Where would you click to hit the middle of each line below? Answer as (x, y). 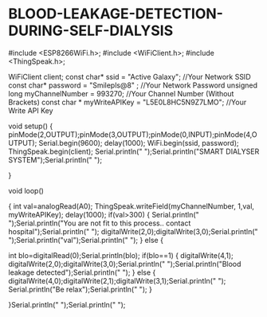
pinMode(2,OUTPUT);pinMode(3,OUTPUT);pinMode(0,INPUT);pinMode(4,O (133, 134)
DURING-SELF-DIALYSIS (91, 31)
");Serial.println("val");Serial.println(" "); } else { (86, 240)
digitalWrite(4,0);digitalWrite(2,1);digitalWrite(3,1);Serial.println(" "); (117, 280)
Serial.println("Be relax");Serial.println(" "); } (80, 289)
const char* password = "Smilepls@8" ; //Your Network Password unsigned (133, 85)
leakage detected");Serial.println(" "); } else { (82, 272)
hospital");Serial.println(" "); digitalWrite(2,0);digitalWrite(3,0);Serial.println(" (133, 231)
